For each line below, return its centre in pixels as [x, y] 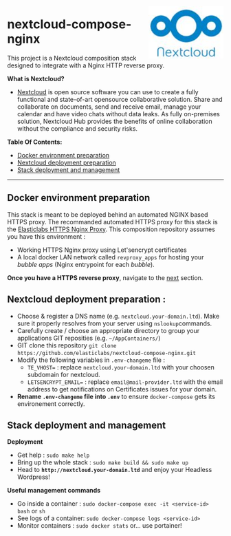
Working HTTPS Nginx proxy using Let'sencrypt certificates [102, 250]
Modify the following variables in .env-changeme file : [91, 360]
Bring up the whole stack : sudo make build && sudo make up [103, 462]
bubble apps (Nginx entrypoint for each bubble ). [86, 264]
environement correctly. [51, 404]
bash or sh [31, 511]
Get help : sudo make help [53, 455]
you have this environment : [46, 236]
